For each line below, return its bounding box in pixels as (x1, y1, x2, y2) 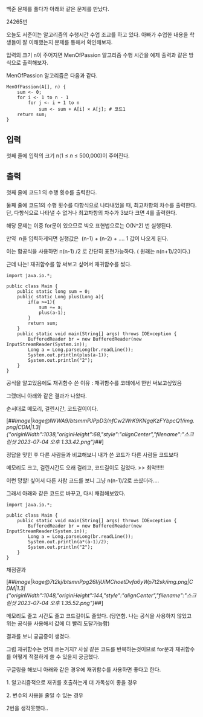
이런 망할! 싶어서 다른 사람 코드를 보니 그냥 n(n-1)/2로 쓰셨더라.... (6, 477, 159, 484)
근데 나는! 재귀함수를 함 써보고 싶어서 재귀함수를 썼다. (6, 260, 132, 267)
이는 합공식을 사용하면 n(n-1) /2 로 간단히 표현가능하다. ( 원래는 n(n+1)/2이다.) (6, 247, 191, 255)
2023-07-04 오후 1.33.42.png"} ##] (17, 438, 104, 445)
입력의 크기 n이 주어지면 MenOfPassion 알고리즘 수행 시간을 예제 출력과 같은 (6, 51, 188, 59)
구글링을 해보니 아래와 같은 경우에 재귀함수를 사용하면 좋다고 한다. (6, 666, 161, 673)
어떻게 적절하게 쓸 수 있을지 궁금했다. (12, 653, 100, 660)
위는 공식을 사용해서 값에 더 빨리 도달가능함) (6, 620, 110, 627)
